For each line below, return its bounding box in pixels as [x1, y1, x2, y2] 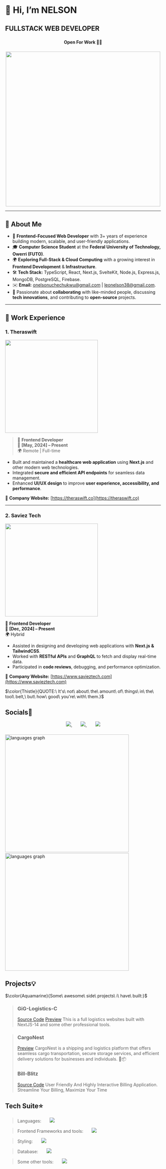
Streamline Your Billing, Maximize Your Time [17, 1087, 107, 1093]
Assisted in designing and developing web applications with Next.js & [12, 643, 155, 649]
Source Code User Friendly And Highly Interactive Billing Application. [17, 1081, 158, 1087]
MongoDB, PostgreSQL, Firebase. [12, 277, 81, 282]
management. [12, 475, 41, 481]
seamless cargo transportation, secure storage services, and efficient [17, 1051, 160, 1057]
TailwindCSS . [12, 648, 41, 654]
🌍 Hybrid [5, 631, 25, 637]
